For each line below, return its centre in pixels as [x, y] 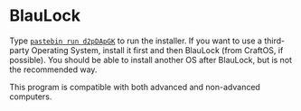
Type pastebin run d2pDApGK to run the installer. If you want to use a [136, 41]
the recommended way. [53, 69]
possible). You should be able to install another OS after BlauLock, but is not [150, 60]
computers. [31, 97]
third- [274, 41]
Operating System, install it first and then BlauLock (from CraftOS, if [157, 50]
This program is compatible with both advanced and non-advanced [135, 87]
